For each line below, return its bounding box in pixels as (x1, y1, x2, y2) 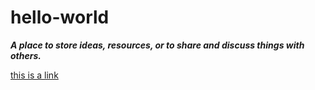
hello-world (10, 6, 110, 29)
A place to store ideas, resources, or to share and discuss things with (10, 39, 305, 51)
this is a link (10, 69, 59, 81)
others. (10, 49, 42, 61)
